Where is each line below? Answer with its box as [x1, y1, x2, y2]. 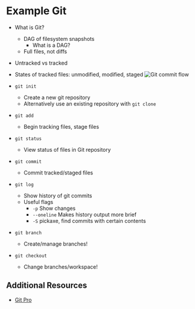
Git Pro [14, 296, 32, 303]
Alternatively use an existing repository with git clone [23, 100, 156, 107]
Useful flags [23, 198, 53, 205]
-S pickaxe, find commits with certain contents [32, 217, 146, 224]
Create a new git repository [23, 94, 91, 101]
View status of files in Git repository [23, 146, 111, 153]
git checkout [14, 253, 47, 259]
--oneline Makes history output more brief [32, 211, 137, 218]
